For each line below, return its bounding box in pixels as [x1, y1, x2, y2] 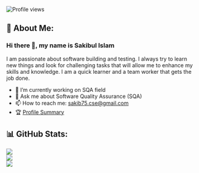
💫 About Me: [6, 23, 54, 33]
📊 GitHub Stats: [6, 129, 68, 139]
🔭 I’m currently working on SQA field [15, 86, 106, 93]
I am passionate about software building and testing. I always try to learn [6, 55, 188, 62]
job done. [6, 74, 30, 82]
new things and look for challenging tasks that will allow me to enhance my [6, 61, 193, 69]
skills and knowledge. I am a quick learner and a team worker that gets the [6, 68, 192, 75]
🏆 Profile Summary [15, 108, 65, 116]
